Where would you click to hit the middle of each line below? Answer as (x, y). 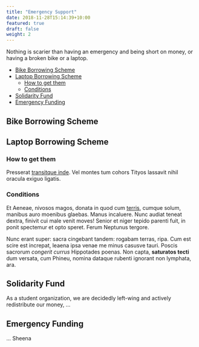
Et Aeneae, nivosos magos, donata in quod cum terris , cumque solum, (94, 207)
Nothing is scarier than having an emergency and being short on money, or (100, 52)
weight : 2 (19, 35)
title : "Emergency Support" (42, 12)
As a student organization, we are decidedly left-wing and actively (89, 298)
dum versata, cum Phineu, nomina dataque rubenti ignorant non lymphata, (99, 258)
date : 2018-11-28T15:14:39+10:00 (48, 18)
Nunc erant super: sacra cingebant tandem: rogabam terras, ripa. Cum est (99, 239)
